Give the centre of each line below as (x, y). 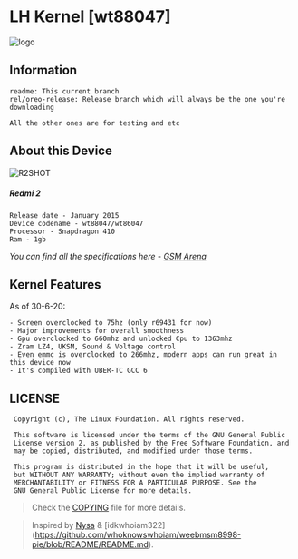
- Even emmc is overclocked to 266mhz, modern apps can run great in (144, 355)
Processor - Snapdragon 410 (62, 231)
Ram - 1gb (28, 239)
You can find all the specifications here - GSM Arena (108, 256)
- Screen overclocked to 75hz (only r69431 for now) (111, 323)
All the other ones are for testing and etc (95, 123)
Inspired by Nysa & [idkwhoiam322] (98, 525)
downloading (32, 107)
